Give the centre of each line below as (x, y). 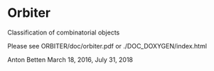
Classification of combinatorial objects (64, 32)
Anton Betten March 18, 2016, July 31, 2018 (70, 59)
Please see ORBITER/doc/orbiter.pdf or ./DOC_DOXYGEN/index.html (107, 46)
